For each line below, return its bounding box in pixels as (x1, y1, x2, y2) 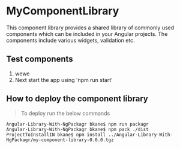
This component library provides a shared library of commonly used (6, 24, 175, 31)
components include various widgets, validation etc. (6, 37, 135, 44)
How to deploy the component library (6, 94, 148, 104)
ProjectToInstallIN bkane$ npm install (6, 132, 106, 138)
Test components (6, 54, 73, 64)
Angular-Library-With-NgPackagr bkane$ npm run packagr (6, 121, 149, 127)
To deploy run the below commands (20, 110, 110, 117)
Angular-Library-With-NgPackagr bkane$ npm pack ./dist (6, 126, 149, 132)
